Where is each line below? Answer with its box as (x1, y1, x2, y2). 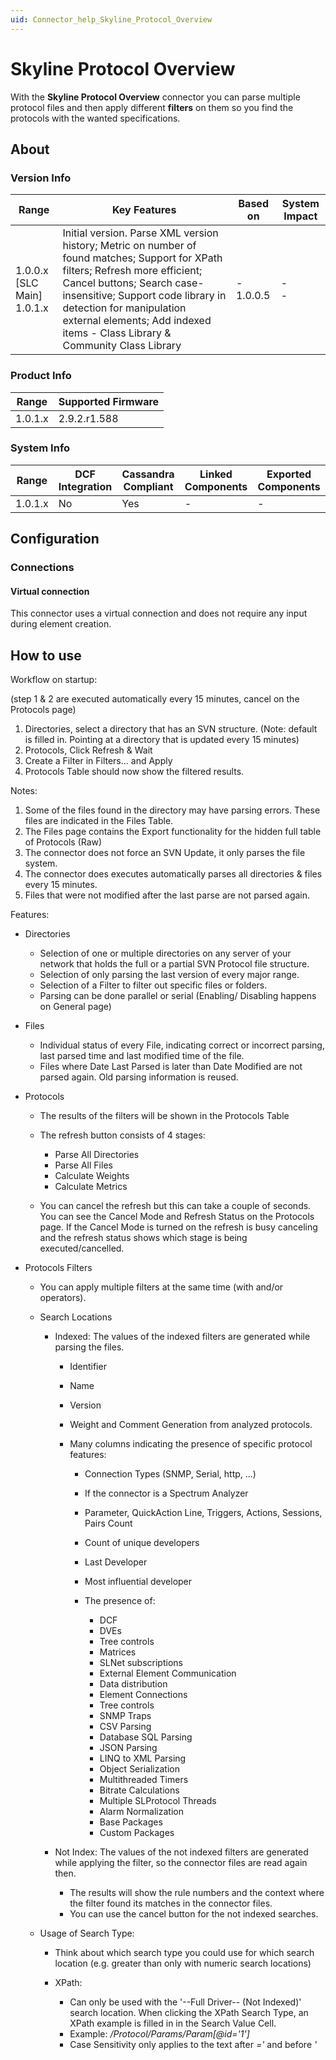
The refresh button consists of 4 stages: (39, 1129, 206, 1141)
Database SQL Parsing (99, 1731, 193, 1743)
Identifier (69, 1361, 107, 1373)
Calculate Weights (54, 1170, 130, 1182)
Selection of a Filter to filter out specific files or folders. (39, 979, 268, 991)
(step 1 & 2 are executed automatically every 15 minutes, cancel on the (10, 693, 300, 705)
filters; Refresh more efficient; (62, 264, 203, 278)
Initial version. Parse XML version (62, 226, 219, 240)
